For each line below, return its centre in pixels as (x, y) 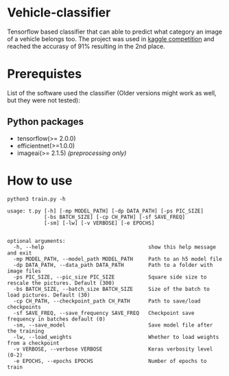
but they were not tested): (44, 100)
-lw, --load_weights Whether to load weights (116, 337)
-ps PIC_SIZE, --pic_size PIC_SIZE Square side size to (110, 277)
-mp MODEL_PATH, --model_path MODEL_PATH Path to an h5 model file (118, 259)
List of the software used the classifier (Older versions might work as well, (112, 93)
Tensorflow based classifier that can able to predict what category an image (115, 32)
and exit (20, 253)
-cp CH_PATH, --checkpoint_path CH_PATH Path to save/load (107, 301)
